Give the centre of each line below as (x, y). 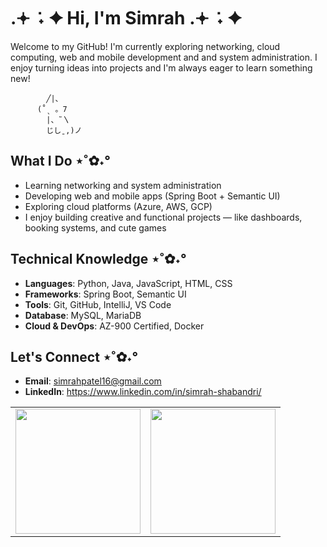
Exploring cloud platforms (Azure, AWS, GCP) (118, 206)
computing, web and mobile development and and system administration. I (164, 57)
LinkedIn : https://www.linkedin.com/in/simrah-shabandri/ (143, 392)
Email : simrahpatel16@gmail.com (93, 381)
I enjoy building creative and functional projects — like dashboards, (163, 217)
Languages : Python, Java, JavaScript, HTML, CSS (128, 283)
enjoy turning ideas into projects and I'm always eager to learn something (161, 67)
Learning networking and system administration (123, 185)
